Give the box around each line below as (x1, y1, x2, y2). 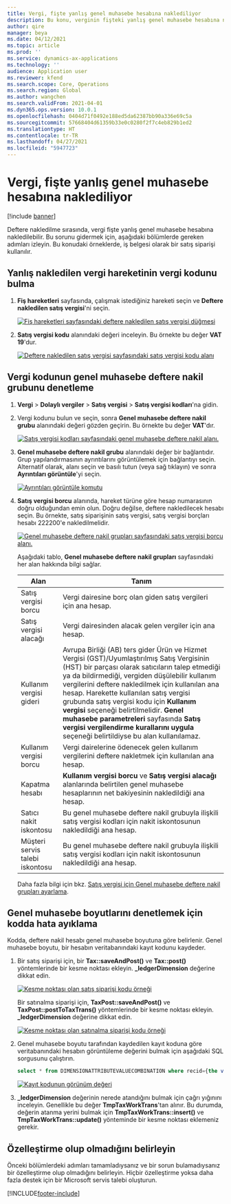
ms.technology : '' (7, 61, 60, 68)
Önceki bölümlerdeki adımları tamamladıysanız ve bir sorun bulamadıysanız (7, 1161, 221, 1170)
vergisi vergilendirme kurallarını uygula (63, 722, 195, 732)
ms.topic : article (7, 42, 60, 49)
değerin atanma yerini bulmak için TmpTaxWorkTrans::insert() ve (16, 1108, 204, 1116)
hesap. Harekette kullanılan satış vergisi (63, 688, 190, 698)
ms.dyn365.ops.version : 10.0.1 (7, 106, 97, 113)
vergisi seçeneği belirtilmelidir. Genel (63, 705, 184, 715)
